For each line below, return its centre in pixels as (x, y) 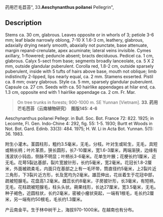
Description (23, 23)
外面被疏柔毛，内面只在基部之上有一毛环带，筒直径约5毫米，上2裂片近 (85, 168)
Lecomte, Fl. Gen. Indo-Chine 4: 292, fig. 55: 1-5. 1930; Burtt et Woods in (79, 123)
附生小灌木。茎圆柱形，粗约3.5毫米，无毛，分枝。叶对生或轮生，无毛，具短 (81, 144)
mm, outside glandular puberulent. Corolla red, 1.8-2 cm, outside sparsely (79, 66)
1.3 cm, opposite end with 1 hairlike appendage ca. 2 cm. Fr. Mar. (70, 92)
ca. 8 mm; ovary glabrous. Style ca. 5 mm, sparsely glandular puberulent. (79, 81)
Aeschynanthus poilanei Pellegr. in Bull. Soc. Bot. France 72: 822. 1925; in (80, 118)
